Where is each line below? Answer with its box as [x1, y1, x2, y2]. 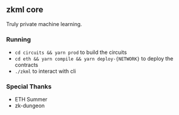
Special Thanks [6, 82, 52, 91]
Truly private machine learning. [6, 20, 82, 27]
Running [6, 35, 31, 43]
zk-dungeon [14, 102, 45, 109]
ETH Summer [14, 96, 47, 103]
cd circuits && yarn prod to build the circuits [14, 49, 127, 56]
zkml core [6, 5, 43, 15]
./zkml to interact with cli [14, 68, 76, 75]
